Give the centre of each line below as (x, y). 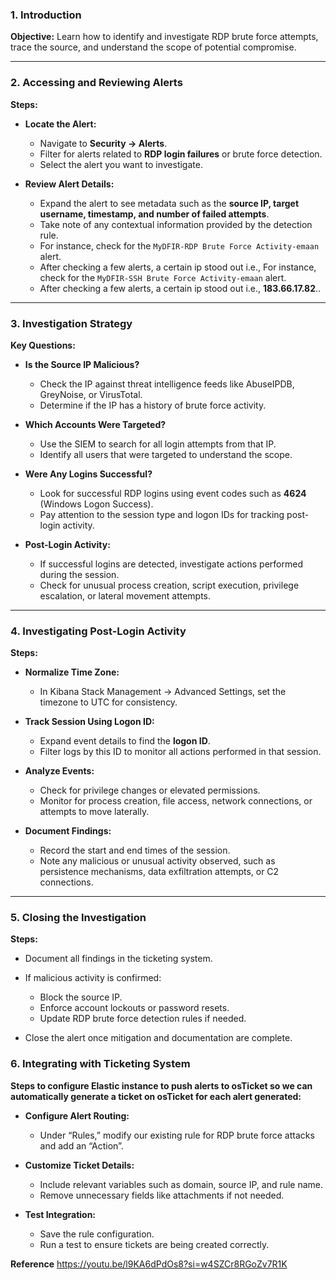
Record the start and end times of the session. (135, 850)
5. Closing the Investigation (78, 918)
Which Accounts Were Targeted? (95, 424)
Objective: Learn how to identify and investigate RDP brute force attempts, (164, 37)
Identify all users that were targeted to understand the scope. (166, 454)
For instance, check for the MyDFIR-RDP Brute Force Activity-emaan (179, 245)
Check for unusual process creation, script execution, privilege (169, 585)
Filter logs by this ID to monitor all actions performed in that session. (180, 752)
